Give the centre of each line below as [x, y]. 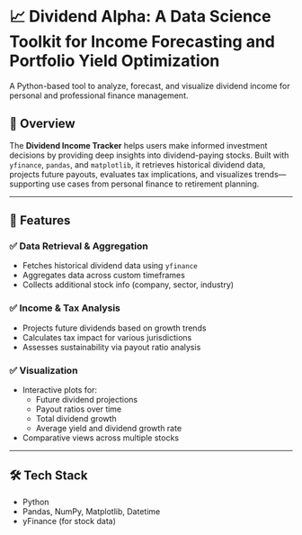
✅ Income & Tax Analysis [65, 308]
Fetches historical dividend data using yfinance [110, 266]
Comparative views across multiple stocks [101, 438]
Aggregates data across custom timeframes [104, 276]
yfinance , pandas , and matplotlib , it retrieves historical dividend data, [138, 164]
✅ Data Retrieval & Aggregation [79, 246]
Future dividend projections [86, 400]
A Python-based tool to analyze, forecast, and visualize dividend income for [150, 86]
